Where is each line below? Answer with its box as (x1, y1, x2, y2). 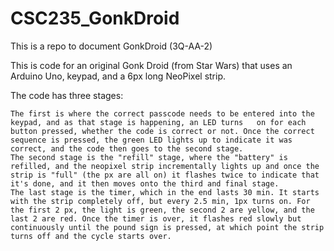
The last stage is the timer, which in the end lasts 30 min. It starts (10, 187, 320, 197)
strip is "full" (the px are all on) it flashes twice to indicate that (10, 170, 320, 180)
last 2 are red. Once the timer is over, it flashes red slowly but (10, 213, 302, 224)
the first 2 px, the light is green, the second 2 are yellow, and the (10, 205, 315, 215)
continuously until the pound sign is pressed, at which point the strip (10, 222, 325, 232)
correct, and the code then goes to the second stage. (10, 143, 244, 154)
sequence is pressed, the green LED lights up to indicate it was (10, 135, 293, 145)
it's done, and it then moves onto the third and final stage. (10, 178, 280, 189)
